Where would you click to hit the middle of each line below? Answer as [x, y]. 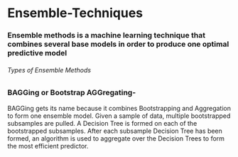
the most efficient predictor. [48, 146]
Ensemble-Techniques [75, 13]
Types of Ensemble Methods [49, 70]
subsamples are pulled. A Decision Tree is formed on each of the [102, 123]
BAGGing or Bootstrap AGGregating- [72, 92]
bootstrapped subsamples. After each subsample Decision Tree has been [115, 131]
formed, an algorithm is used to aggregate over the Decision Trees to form [116, 138]
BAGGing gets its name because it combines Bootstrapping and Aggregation [119, 108]
